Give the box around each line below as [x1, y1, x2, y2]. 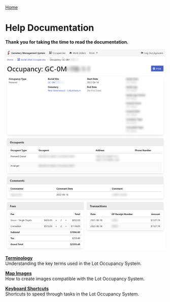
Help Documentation [5, 22, 94, 34]
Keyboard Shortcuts [5, 285, 49, 291]
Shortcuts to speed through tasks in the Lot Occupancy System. [5, 291, 140, 297]
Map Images [5, 270, 32, 276]
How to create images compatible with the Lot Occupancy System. [5, 276, 145, 282]
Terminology [5, 255, 33, 261]
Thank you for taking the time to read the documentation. [5, 39, 128, 45]
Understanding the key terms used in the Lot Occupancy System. [5, 260, 142, 266]
